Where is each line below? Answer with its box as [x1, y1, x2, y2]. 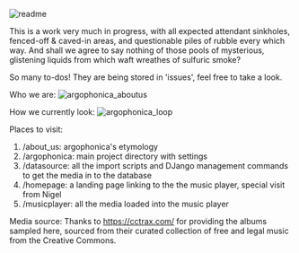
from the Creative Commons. [9, 235, 117, 246]
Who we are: [9, 90, 57, 100]
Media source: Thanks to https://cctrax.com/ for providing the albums [9, 216, 268, 226]
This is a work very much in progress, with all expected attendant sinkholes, [9, 26, 290, 36]
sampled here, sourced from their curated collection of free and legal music [9, 225, 289, 236]
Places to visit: [9, 124, 64, 135]
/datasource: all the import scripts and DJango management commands [22, 161, 289, 170]
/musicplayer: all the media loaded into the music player [22, 198, 229, 209]
